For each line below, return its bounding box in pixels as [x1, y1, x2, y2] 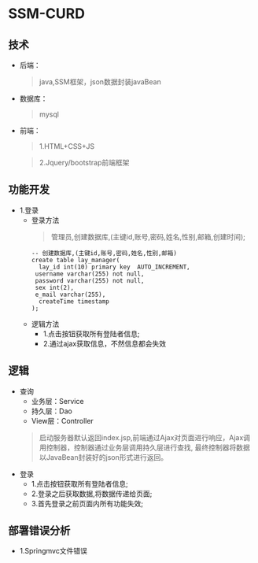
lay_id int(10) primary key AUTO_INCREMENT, [38, 263, 190, 271]
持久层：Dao [31, 406, 72, 416]
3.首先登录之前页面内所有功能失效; [31, 498, 144, 508]
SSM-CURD [8, 5, 85, 23]
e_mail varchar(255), [35, 291, 106, 298]
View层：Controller [31, 416, 94, 425]
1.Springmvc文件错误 [19, 546, 88, 556]
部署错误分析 [8, 524, 71, 538]
